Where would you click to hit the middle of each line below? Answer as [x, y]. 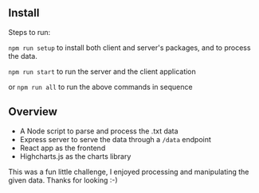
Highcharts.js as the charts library [75, 156]
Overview [33, 112]
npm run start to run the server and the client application [102, 71]
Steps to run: [29, 32]
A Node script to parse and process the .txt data [99, 131]
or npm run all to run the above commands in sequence [100, 87]
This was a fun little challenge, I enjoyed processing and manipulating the [129, 172]
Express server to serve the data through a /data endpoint [115, 139]
